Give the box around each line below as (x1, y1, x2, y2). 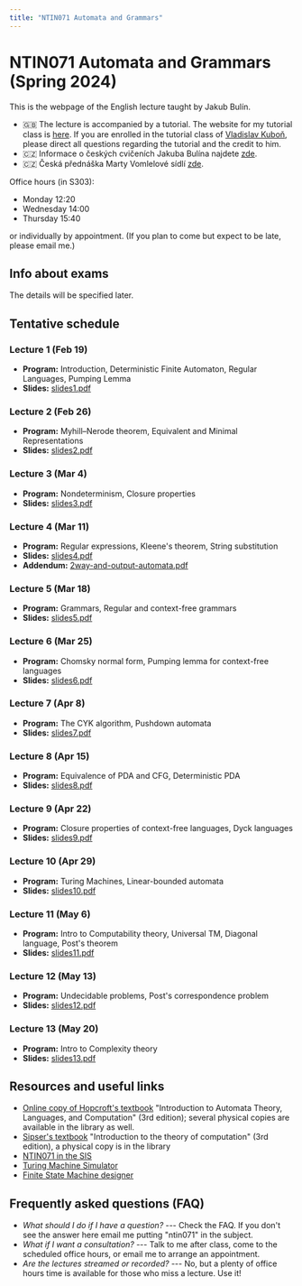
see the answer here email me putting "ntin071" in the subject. (22, 1229, 254, 1241)
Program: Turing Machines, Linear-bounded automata (22, 875, 224, 886)
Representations (22, 435, 84, 447)
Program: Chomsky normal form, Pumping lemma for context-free (22, 655, 269, 666)
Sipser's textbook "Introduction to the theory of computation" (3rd (22, 1132, 269, 1143)
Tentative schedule (9, 316, 120, 331)
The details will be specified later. (9, 290, 134, 301)
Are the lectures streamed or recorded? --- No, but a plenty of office (22, 1258, 278, 1269)
